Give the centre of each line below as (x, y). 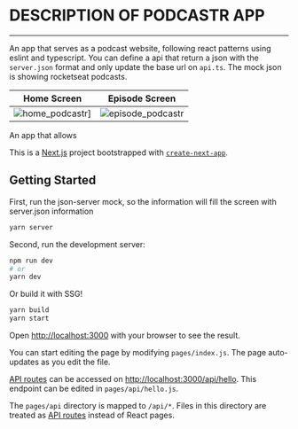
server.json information (51, 211)
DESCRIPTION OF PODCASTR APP (137, 16)
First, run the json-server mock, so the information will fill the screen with (143, 201)
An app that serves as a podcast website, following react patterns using (141, 48)
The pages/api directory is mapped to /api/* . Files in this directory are (138, 406)
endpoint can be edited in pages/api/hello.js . (94, 388)
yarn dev (25, 277)
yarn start (29, 319)
